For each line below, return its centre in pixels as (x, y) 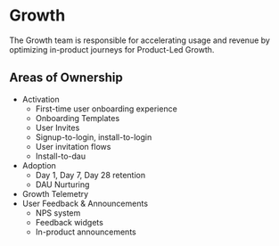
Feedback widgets (70, 222)
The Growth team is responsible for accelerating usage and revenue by (139, 40)
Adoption (39, 165)
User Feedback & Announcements (85, 203)
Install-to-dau (61, 156)
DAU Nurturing (62, 184)
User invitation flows (73, 146)
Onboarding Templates (78, 118)
